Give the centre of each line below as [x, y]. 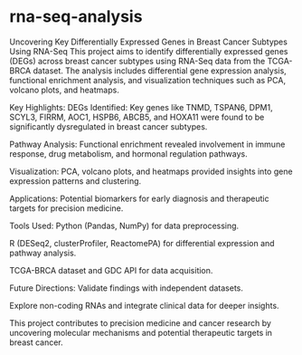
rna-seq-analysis [76, 17]
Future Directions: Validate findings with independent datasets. [127, 288]
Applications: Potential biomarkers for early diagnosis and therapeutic [139, 198]
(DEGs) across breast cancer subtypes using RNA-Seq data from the [137, 61]
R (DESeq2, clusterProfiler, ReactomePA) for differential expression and [142, 243]
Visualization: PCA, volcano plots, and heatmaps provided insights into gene [151, 171]
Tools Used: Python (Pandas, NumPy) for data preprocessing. [124, 225]
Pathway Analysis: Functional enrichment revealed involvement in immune [147, 144]
